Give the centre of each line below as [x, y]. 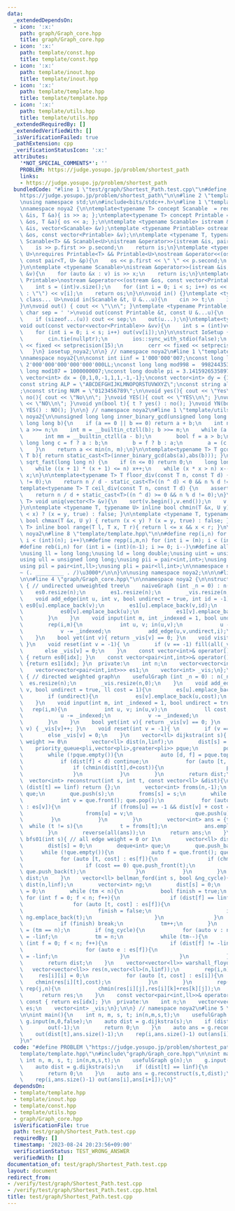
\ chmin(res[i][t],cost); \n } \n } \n [106, 982]
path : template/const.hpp [58, 53]
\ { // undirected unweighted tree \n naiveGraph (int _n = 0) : [120, 586]
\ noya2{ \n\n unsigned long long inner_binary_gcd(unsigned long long [123, 417]
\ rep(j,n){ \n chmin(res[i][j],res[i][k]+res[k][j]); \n [120, 989]
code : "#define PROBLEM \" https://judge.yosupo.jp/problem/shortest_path [123, 1047]
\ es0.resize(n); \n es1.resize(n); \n [90, 592]
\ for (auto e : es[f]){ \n [89, 950]
